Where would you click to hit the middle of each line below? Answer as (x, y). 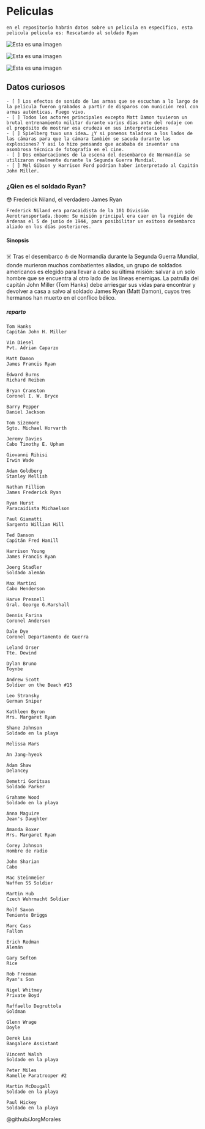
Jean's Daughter (27, 819)
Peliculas (30, 11)
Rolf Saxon (20, 910)
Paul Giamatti (24, 519)
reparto (16, 312)
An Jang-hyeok (24, 755)
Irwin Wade (20, 461)
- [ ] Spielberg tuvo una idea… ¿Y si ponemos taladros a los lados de (99, 133)
